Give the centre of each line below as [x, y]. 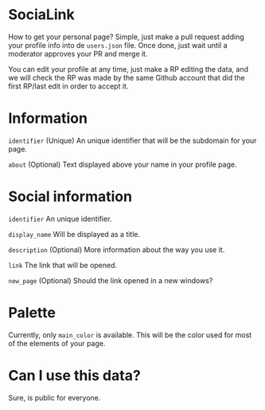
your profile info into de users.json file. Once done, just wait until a [118, 45]
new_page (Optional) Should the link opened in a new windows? [111, 280]
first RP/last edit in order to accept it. [68, 86]
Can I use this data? [74, 375]
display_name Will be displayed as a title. [74, 234]
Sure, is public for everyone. [55, 397]
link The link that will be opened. [63, 265]
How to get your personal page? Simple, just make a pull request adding [126, 37]
